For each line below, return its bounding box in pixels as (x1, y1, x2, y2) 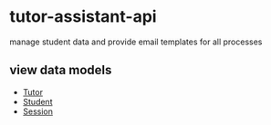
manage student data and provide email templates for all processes (9, 36, 263, 47)
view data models (9, 62, 112, 78)
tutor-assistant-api (9, 6, 157, 27)
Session (22, 106, 53, 117)
